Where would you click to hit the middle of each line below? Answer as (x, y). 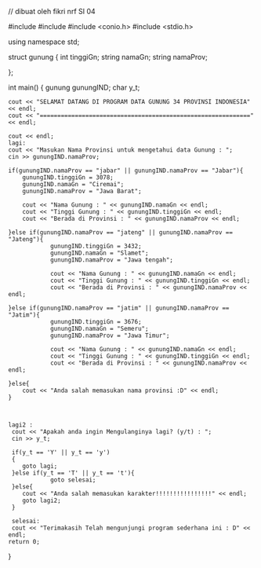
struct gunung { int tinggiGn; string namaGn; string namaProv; (108, 57)
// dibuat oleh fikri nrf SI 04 (52, 11)
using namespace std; (44, 42)
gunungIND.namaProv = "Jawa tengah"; (112, 260)
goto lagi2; (42, 500)
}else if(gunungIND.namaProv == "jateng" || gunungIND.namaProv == (121, 233)
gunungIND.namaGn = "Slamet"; (99, 253)
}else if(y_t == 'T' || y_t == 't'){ (73, 473)
